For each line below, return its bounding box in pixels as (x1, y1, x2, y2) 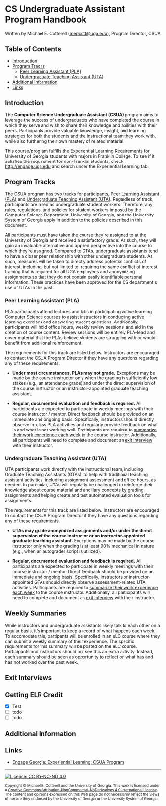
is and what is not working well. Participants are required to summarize (12, 427, 157, 432)
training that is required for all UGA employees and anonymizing (5, 269, 135, 275)
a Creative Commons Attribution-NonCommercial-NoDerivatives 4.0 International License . (5, 788, 158, 793)
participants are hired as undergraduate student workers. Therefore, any (5, 202, 153, 208)
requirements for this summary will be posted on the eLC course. (5, 643, 137, 649)
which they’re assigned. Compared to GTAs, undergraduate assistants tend (5, 248, 158, 254)
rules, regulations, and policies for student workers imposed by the (5, 207, 142, 213)
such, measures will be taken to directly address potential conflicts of (5, 259, 147, 265)
